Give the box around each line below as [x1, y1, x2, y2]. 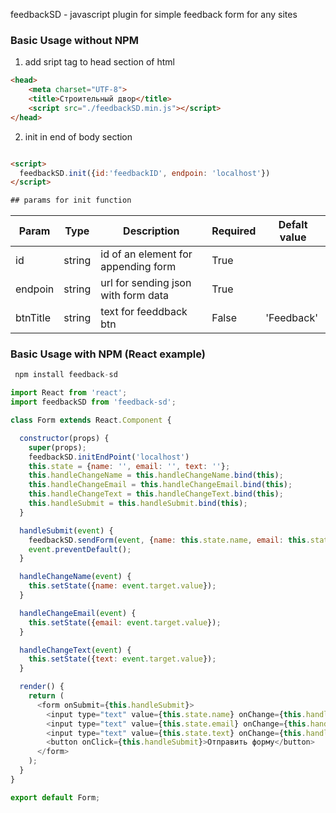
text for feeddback [100, 305, 188, 319]
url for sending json [100, 276, 192, 290]
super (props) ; [28, 442, 87, 453]
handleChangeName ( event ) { [19, 572, 132, 582]
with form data [100, 289, 169, 303]
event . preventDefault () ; [28, 544, 132, 554]
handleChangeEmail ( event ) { [19, 608, 137, 618]
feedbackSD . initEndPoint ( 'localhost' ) [28, 452, 190, 462]
